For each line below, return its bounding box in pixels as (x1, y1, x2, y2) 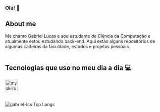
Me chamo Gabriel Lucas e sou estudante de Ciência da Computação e (5, 33, 151, 39)
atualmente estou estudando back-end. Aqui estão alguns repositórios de (5, 38, 155, 44)
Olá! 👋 (5, 4, 20, 11)
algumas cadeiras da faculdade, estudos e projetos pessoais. (5, 43, 130, 49)
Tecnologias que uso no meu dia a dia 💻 (5, 64, 132, 72)
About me (5, 20, 36, 28)
